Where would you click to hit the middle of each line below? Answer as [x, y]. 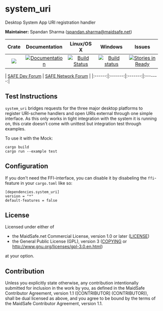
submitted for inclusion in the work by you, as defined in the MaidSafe [75, 288]
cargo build [17, 147]
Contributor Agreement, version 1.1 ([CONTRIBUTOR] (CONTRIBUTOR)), [77, 293]
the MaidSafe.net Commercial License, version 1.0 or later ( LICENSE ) [81, 236]
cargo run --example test [31, 151]
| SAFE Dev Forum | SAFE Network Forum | [48, 76]
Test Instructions [31, 96]
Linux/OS [81, 44]
